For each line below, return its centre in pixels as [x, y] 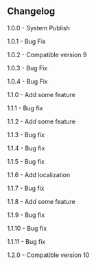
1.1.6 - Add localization [39, 174]
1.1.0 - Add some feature [41, 94]
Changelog [31, 11]
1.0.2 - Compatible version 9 [47, 54]
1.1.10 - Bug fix [27, 228]
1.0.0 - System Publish [38, 28]
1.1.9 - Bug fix [26, 215]
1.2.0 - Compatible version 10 [48, 255]
